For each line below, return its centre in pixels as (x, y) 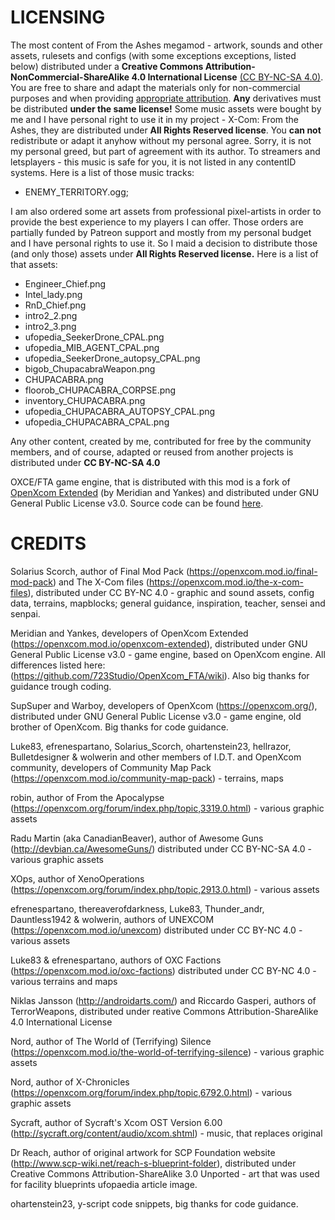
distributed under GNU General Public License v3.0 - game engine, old (156, 716)
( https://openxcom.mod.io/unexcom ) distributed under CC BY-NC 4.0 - (156, 930)
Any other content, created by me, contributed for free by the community (161, 441)
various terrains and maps (64, 981)
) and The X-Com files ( (101, 582)
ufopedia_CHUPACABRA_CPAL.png (97, 422)
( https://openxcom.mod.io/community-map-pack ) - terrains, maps (147, 778)
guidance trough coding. (61, 686)
